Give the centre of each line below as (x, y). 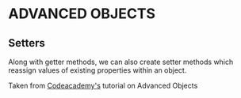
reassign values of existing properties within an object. (98, 70)
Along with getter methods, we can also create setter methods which (121, 62)
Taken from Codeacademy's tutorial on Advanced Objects (103, 85)
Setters (27, 43)
